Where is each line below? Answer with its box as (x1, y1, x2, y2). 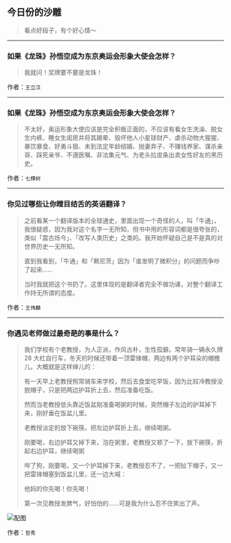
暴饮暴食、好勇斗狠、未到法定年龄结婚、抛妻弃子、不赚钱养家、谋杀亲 (23, 142, 223, 151)
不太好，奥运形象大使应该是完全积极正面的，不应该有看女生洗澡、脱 (23, 125, 217, 133)
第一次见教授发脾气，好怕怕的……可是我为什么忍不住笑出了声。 (23, 499, 203, 507)
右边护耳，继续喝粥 (30, 447, 85, 455)
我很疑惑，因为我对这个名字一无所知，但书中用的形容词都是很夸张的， (23, 225, 223, 233)
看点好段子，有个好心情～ (23, 26, 97, 34)
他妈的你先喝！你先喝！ (23, 485, 91, 493)
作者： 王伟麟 (7, 303, 41, 311)
